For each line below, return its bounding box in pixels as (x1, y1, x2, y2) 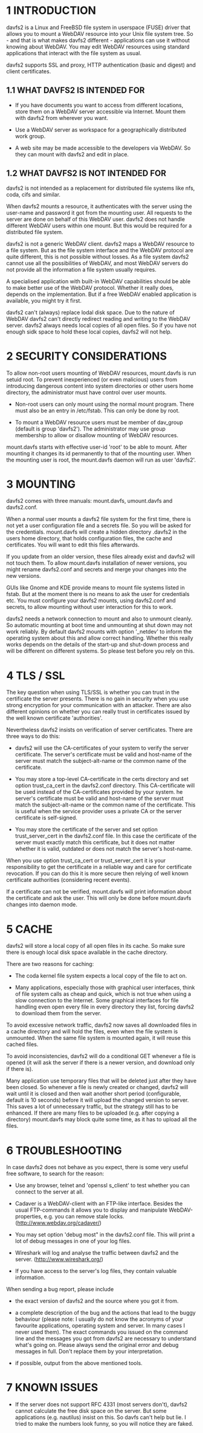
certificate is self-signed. (14, 814, 77, 822)
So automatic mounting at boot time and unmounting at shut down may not (6, 622, 193, 629)
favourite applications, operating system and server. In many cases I (14, 1322, 185, 1329)
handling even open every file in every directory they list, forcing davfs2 (14, 1003, 195, 1010)
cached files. (6, 1041, 39, 1048)
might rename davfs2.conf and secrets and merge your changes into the (6, 566, 187, 573)
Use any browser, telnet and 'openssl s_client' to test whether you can (14, 1182, 190, 1189)
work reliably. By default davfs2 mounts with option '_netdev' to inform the (6, 628, 192, 636)
